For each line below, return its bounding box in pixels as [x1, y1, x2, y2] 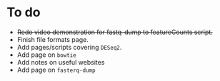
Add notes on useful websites [16, 58, 105, 66]
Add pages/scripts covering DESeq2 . [16, 43, 122, 51]
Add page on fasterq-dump [16, 65, 96, 74]
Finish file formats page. [16, 35, 89, 43]
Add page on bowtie [16, 50, 76, 59]
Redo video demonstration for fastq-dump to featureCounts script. [16, 28, 214, 36]
